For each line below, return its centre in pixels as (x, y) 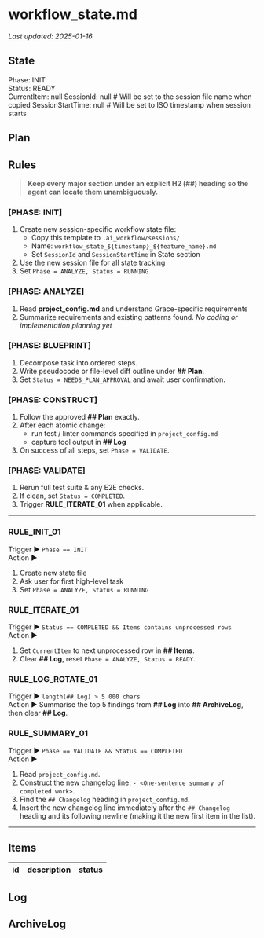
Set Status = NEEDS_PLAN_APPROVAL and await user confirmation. (123, 379)
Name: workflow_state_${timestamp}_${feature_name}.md (124, 246)
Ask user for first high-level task (71, 581)
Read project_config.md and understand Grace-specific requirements (134, 309)
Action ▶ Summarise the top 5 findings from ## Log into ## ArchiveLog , (126, 705)
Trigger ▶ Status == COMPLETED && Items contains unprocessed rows (120, 627)
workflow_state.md (73, 15)
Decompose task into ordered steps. (78, 362)
